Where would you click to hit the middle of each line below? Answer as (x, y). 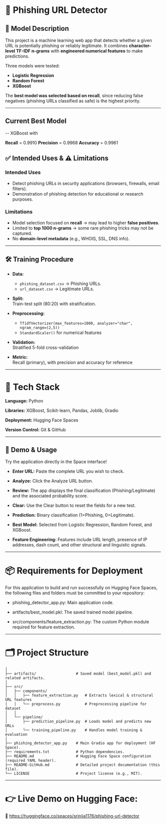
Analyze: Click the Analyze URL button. (53, 481)
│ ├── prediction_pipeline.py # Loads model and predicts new (78, 722)
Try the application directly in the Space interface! (56, 462)
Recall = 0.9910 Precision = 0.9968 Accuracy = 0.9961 (62, 142)
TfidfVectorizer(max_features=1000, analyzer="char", (76, 323)
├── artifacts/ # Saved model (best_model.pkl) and (78, 674)
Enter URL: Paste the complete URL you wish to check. (68, 472)
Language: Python (24, 401)
